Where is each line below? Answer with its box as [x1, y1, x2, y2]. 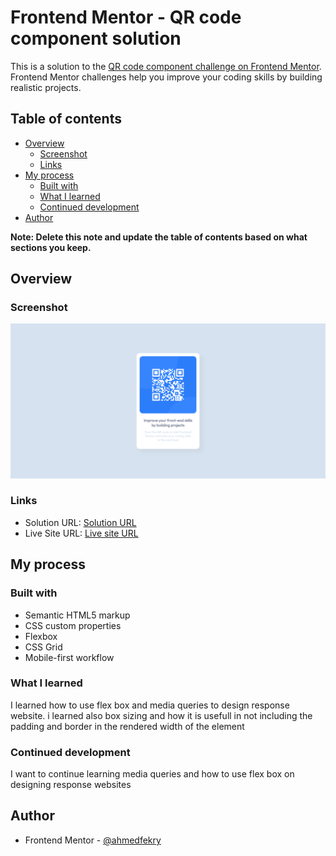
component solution [10, 27, 182, 50]
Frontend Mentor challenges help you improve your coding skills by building [10, 71, 323, 83]
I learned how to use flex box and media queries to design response [10, 699, 290, 711]
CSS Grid [24, 641, 63, 653]
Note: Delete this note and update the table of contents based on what [10, 231, 308, 243]
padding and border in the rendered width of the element [10, 720, 245, 732]
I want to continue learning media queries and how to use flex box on [10, 768, 295, 780]
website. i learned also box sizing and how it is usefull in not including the [10, 709, 313, 721]
